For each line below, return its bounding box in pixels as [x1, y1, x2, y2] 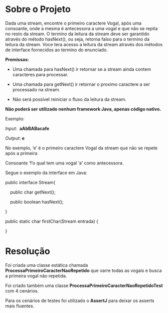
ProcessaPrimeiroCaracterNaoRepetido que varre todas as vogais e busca [5, 267, 162, 273]
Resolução [5, 246, 50, 257]
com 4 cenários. [5, 287, 39, 294]
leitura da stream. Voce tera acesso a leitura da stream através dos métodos [5, 41, 163, 47]
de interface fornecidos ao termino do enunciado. [5, 47, 108, 53]
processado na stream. [12, 86, 61, 92]
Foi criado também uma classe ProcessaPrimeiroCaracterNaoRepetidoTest [5, 282, 163, 288]
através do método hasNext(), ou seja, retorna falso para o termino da [5, 36, 149, 42]
